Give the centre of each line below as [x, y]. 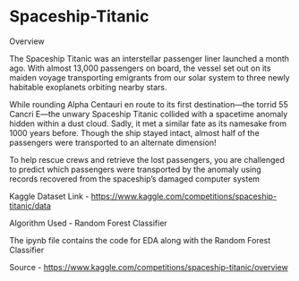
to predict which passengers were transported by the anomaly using [135, 169]
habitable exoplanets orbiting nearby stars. [88, 87]
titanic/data [30, 205]
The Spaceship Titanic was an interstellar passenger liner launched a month [149, 58]
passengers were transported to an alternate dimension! [113, 142]
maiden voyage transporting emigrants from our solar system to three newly [149, 77]
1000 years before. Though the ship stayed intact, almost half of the [134, 132]
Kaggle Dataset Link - [49, 196]
